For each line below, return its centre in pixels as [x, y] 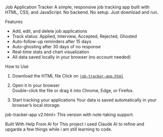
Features [14, 22]
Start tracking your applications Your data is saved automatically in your [84, 100]
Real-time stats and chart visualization [51, 52]
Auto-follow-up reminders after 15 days [52, 41]
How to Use [17, 66]
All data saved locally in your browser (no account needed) [71, 57]
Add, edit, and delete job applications [50, 31]
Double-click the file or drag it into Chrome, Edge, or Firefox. [73, 90]
